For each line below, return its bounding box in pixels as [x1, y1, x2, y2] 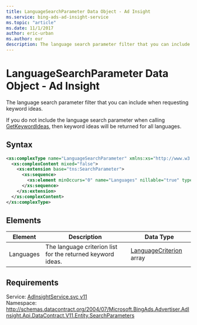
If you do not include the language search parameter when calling [6, 116, 165, 124]
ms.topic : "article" [6, 19, 57, 25]
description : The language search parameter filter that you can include [6, 42, 191, 48]
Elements [6, 215, 42, 225]
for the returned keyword [45, 250, 114, 258]
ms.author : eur [6, 36, 43, 42]
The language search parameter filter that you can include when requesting [6, 98, 189, 106]
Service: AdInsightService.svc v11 [6, 293, 87, 300]
